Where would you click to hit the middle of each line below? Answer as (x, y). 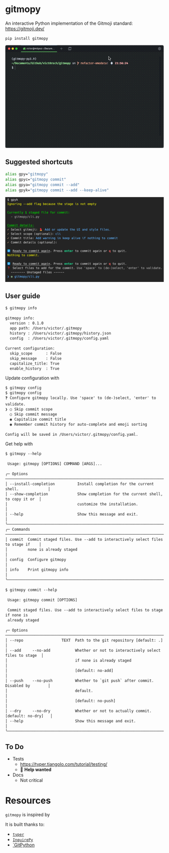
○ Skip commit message (33, 415)
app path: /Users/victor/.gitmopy (46, 328)
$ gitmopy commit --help (31, 590)
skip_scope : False (36, 354)
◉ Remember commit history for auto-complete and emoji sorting (78, 425)
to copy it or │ (23, 499)
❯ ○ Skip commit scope (29, 410)
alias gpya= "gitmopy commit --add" (43, 185)
